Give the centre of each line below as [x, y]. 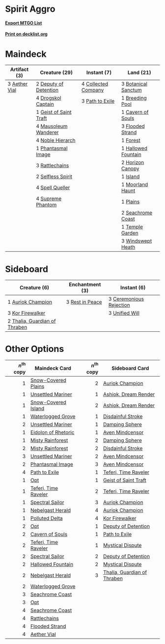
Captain [45, 104]
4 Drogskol [49, 98]
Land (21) [139, 73]
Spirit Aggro [30, 9]
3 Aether [18, 84]
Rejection [119, 305]
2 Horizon [133, 162]
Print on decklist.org [26, 34]
